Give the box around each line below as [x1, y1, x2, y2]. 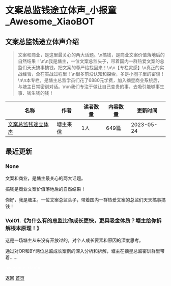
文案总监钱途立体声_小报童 [5, 5, 117, 16]
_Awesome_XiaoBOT [5, 16, 95, 27]
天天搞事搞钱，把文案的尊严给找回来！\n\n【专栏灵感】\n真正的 [26, 65, 160, 70]
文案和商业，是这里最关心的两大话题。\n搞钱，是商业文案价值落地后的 [17, 52, 165, 58]
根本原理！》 [10, 224, 42, 232]
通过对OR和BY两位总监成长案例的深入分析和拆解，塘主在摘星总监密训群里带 [5, 248, 165, 254]
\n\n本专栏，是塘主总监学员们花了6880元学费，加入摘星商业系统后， [17, 77, 162, 83]
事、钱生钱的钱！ [17, 90, 54, 96]
